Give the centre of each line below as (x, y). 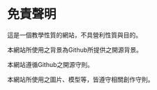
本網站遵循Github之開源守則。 (51, 64)
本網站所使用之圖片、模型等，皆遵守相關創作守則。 (81, 79)
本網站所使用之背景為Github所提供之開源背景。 (75, 50)
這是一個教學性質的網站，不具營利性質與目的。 (74, 35)
